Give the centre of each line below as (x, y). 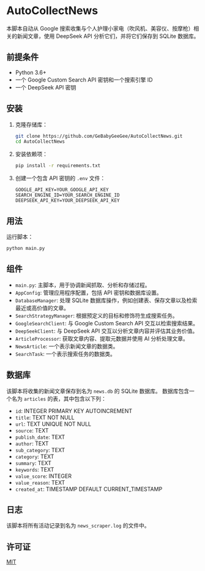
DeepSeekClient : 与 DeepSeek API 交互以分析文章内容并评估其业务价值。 (106, 331)
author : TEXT (32, 443)
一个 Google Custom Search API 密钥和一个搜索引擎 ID (84, 80)
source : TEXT (32, 430)
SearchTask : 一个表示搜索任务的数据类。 (65, 354)
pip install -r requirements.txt (58, 166)
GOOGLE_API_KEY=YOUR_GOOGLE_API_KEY (62, 190)
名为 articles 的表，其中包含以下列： (59, 398)
